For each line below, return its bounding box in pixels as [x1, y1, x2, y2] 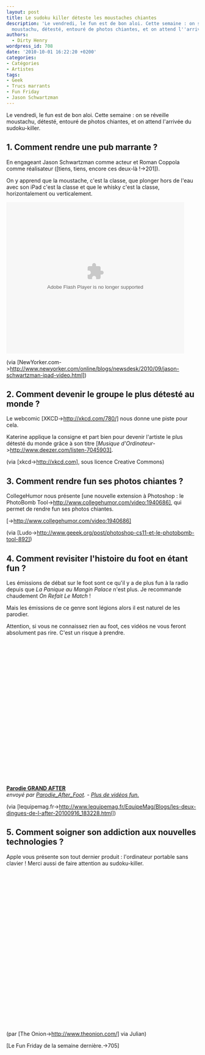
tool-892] [6, 536, 31, 543]
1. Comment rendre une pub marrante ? [6, 142, 158, 153]
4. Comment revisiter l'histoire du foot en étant [6, 553, 188, 564]
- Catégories [6, 60, 40, 66]
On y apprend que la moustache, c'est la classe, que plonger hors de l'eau [6, 177, 193, 184]
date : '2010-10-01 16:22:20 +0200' [6, 49, 97, 55]
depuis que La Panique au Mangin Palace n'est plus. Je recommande [6, 586, 182, 593]
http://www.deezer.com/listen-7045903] [10, 446, 112, 454]
